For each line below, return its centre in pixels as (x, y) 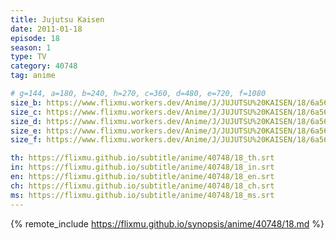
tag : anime (33, 76)
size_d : (26, 121)
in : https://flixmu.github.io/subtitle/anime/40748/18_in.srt (142, 167)
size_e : (26, 131)
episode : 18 (35, 38)
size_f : (26, 140)
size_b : (26, 102)
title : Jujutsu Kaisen (57, 19)
